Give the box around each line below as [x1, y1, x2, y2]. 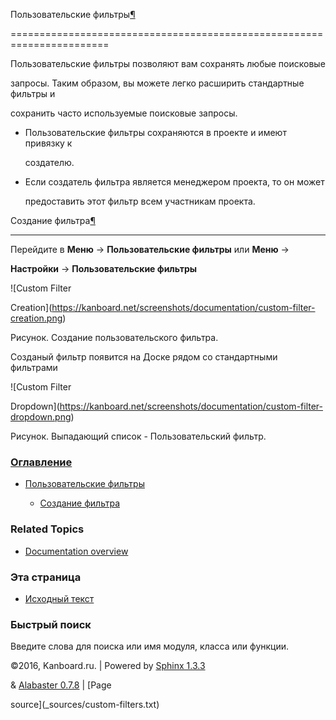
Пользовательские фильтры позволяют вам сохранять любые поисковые [10, 58, 326, 69]
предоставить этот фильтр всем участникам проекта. [24, 195, 256, 207]
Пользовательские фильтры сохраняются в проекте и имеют [24, 127, 287, 138]
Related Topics [10, 522, 85, 536]
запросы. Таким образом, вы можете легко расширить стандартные [10, 77, 305, 89]
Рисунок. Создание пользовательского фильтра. [10, 332, 219, 343]
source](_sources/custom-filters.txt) [10, 699, 160, 711]
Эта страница [10, 570, 82, 584]
